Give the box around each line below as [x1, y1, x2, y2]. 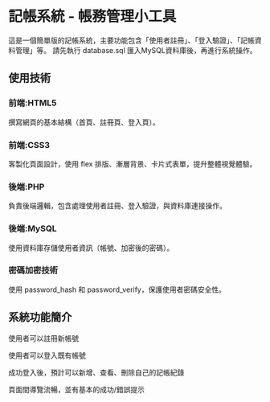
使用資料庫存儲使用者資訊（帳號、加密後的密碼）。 [8, 243, 174, 252]
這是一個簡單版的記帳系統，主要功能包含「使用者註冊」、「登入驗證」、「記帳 [8, 35, 255, 45]
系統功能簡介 [8, 310, 72, 324]
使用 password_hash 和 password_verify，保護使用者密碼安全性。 [8, 285, 227, 294]
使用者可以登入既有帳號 [8, 351, 86, 360]
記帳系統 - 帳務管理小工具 [8, 7, 177, 26]
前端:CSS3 [8, 139, 51, 150]
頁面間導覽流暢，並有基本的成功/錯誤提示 [8, 384, 145, 394]
